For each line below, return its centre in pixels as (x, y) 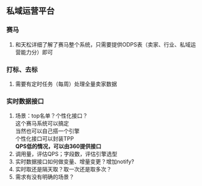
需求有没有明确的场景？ (45, 177)
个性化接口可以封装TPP (45, 139)
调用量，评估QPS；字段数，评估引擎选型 (66, 154)
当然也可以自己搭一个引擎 (47, 131)
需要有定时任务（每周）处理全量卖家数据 (66, 84)
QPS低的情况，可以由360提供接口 (58, 146)
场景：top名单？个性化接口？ (52, 116)
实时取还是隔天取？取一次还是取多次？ (63, 169)
